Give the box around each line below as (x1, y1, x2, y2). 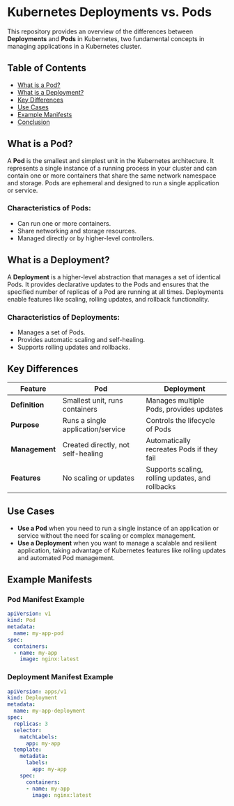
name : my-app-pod (13, 630, 64, 637)
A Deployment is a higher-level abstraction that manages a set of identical (7, 272, 221, 281)
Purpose (10, 419, 40, 429)
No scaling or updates (62, 473, 134, 483)
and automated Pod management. (17, 553, 115, 561)
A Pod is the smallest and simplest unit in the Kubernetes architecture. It (7, 156, 214, 164)
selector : (13, 727, 42, 734)
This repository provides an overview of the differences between (7, 27, 194, 36)
